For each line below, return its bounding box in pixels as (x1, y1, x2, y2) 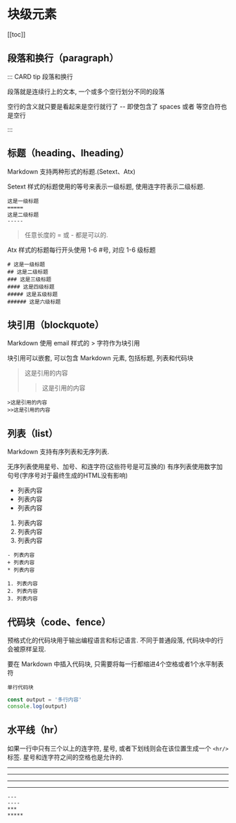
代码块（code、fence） (7, 616, 111, 628)
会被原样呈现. (7, 645, 47, 653)
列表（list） (7, 427, 58, 440)
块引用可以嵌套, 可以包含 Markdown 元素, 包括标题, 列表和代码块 (7, 354, 194, 362)
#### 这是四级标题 (7, 283, 55, 291)
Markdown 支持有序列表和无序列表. (7, 447, 110, 456)
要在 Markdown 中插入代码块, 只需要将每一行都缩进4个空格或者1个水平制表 (7, 660, 224, 668)
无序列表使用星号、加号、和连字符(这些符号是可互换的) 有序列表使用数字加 (7, 462, 223, 471)
